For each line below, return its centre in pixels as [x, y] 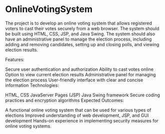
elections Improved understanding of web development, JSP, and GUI [77, 115]
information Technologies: [32, 85]
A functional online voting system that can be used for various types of [78, 110]
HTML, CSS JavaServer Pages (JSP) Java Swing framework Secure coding [82, 95]
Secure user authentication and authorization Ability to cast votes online [79, 69]
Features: [15, 59]
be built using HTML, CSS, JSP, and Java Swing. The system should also [80, 34]
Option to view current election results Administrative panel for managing [80, 74]
